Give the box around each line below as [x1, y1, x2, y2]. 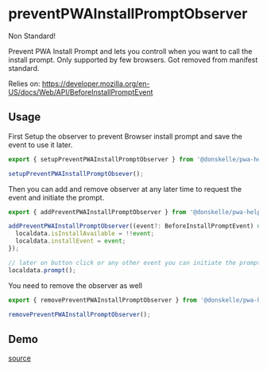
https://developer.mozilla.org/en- [41, 79, 150, 88]
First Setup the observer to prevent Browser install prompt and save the [8, 131, 242, 141]
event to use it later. [8, 140, 73, 150]
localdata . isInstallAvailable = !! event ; [15, 230, 155, 238]
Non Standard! [8, 31, 56, 41]
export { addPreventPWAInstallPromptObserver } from [8, 208, 187, 216]
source [8, 353, 32, 363]
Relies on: [8, 79, 41, 88]
